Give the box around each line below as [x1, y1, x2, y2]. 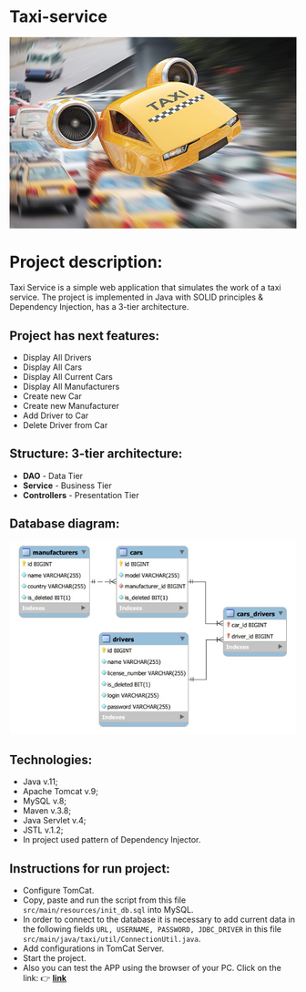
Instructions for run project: [9, 861, 170, 876]
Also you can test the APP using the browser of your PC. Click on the [22, 963, 282, 974]
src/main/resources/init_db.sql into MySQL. [22, 905, 194, 915]
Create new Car [22, 390, 82, 402]
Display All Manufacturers [22, 381, 120, 392]
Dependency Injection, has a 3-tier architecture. [9, 302, 189, 312]
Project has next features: [9, 328, 159, 343]
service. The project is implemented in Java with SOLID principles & [9, 291, 264, 302]
